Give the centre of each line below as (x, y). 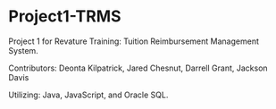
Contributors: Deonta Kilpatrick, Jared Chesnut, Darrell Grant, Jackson (138, 68)
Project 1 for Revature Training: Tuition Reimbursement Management (134, 41)
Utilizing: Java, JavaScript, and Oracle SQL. (88, 95)
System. (24, 50)
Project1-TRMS (65, 17)
